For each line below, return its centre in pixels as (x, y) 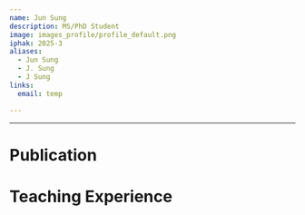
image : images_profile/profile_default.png (93, 34)
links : (22, 85)
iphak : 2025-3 (36, 43)
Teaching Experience (91, 196)
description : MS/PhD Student (64, 26)
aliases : (26, 52)
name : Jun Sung (38, 18)
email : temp (40, 93)
